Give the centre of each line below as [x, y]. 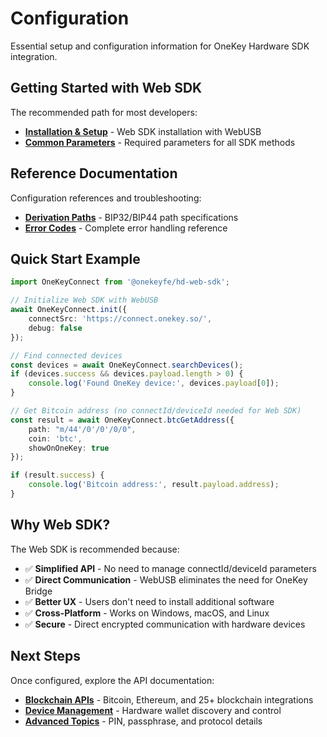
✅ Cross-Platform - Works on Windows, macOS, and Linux [147, 613]
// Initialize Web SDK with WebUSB [84, 300]
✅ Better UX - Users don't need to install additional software [149, 601]
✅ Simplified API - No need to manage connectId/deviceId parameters [170, 568]
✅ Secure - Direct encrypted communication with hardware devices [165, 624]
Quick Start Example [75, 258]
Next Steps [45, 656]
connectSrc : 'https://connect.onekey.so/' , [120, 319]
